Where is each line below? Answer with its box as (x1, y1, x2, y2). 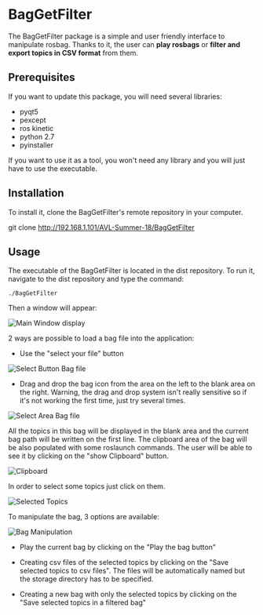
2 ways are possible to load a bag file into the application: (8, 333, 195, 343)
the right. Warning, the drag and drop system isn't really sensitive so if (19, 388, 247, 397)
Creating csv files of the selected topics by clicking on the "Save (19, 558, 229, 567)
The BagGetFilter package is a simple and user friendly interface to (8, 31, 225, 41)
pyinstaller (19, 140, 53, 150)
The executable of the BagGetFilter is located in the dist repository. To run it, (8, 266, 255, 275)
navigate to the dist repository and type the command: (8, 275, 184, 284)
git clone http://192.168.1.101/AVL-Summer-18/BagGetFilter (8, 222, 195, 232)
